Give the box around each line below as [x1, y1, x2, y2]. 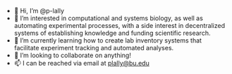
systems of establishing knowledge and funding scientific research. [13, 29, 211, 37]
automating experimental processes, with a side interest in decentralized [13, 22, 226, 29]
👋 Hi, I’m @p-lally [13, 7, 65, 15]
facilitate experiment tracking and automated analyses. [13, 44, 174, 52]
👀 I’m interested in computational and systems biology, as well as [13, 14, 203, 22]
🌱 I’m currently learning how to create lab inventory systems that [13, 36, 202, 45]
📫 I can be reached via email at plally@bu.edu [13, 59, 149, 67]
